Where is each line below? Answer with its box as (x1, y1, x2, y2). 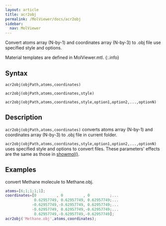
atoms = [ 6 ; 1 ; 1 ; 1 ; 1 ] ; (5, 188, 46, 194)
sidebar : (5, 21, 23, 26)
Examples (5, 166, 36, 174)
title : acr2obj (5, 12, 37, 17)
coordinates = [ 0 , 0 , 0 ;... (5, 193, 119, 198)
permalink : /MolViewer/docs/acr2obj (5, 16, 81, 21)
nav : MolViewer (9, 26, 41, 31)
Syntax (5, 69, 28, 77)
